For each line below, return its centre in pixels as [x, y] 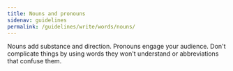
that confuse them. [35, 61]
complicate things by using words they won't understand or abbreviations [113, 54]
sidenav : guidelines [37, 20]
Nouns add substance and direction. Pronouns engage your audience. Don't [116, 47]
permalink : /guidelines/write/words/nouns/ [72, 26]
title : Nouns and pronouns [46, 14]
